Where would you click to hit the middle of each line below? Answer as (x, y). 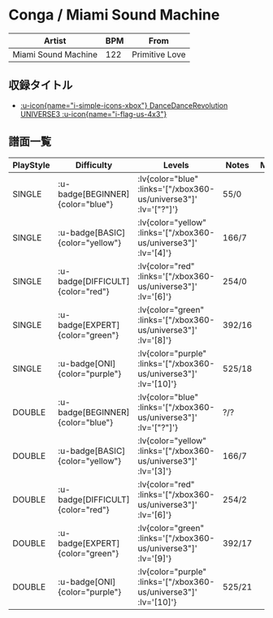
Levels (176, 165)
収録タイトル (41, 86)
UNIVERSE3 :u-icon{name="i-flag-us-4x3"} (93, 114)
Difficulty (94, 165)
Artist (55, 41)
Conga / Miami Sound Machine (114, 15)
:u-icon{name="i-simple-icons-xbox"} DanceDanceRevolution (124, 105)
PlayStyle (31, 165)
